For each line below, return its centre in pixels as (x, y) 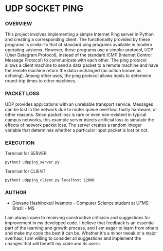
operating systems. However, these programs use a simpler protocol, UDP (79, 50)
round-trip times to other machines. (41, 81)
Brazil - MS (23, 208)
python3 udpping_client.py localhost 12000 (50, 180)
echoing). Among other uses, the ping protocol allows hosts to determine (78, 76)
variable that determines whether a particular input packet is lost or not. (77, 130)
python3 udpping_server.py (32, 162)
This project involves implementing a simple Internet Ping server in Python (80, 34)
